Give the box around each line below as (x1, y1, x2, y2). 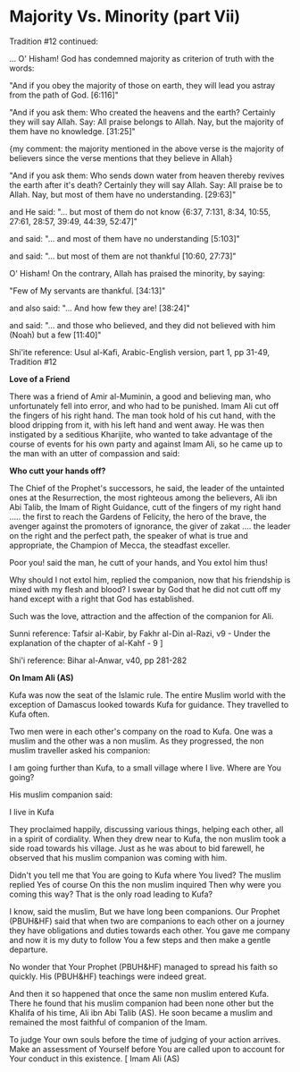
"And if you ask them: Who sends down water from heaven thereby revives (9, 170, 286, 181)
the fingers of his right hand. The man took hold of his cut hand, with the (9, 410, 276, 421)
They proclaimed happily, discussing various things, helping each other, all (9, 823, 284, 834)
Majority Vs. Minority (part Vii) (9, 6, 241, 27)
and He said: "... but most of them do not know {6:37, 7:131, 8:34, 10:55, (9, 206, 271, 217)
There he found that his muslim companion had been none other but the (9, 998, 274, 1008)
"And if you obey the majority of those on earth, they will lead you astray (9, 80, 275, 90)
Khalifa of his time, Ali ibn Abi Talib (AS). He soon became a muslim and (9, 1007, 273, 1017)
